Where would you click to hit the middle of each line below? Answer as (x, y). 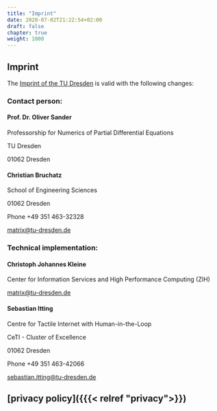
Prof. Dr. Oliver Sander (39, 117)
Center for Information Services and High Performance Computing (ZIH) (109, 279)
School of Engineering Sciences (52, 190)
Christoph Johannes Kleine (47, 264)
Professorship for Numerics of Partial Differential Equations (90, 133)
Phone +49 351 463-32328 (46, 217)
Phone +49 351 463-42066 (46, 364)
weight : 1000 (26, 39)
